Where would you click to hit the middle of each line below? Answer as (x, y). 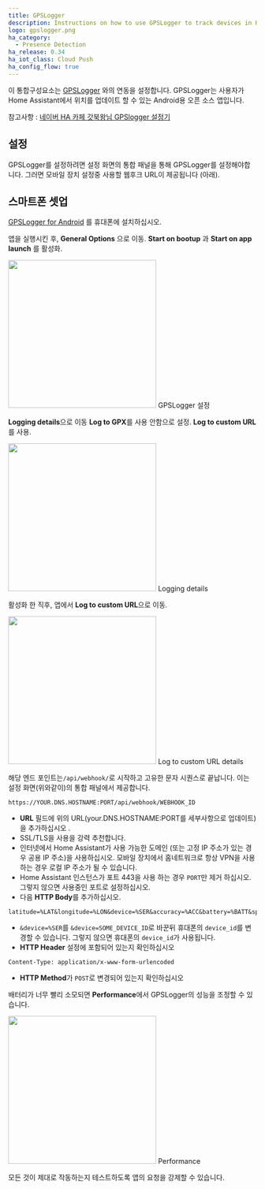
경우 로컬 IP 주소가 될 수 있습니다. (86, 867)
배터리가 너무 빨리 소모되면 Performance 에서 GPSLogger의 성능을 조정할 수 (127, 995)
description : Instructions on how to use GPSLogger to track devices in (130, 23)
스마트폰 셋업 (38, 201)
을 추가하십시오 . (45, 828)
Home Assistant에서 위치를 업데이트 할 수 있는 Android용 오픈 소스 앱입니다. (126, 100)
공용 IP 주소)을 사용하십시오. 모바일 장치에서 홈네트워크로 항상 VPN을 (134, 858)
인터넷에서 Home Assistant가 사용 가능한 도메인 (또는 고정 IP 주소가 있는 (132, 848)
